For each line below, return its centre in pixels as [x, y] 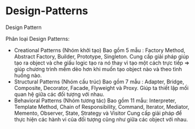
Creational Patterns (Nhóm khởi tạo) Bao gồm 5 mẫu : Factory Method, [100, 50]
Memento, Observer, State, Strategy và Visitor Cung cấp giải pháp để [98, 113]
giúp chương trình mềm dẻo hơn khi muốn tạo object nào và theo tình [98, 69]
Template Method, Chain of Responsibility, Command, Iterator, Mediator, [102, 107]
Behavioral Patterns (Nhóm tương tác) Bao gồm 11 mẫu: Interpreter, [95, 100]
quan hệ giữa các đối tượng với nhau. [59, 94]
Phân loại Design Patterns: [38, 38]
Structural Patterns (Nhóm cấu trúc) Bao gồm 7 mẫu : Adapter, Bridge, [99, 82]
